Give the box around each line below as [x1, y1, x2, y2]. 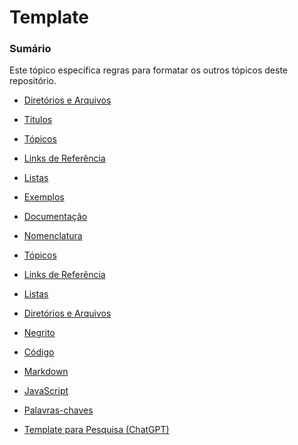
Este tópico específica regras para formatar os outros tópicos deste [9, 64, 289, 76]
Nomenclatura [23, 230, 83, 242]
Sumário [9, 42, 52, 56]
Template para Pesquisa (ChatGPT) [23, 424, 170, 436]
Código [23, 346, 55, 358]
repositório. [9, 75, 57, 87]
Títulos [23, 114, 53, 126]
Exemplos [23, 191, 65, 203]
